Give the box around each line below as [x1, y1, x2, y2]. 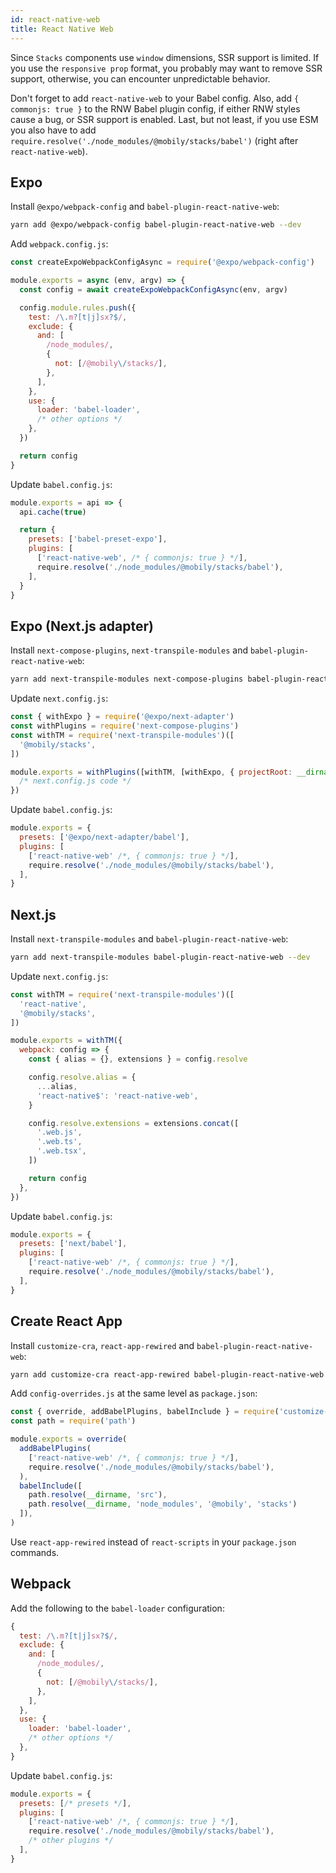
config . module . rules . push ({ [19, 302, 137, 313]
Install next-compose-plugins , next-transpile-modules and [10, 644, 248, 656]
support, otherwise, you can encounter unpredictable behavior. [10, 72, 271, 85]
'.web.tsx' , [36, 1146, 87, 1156]
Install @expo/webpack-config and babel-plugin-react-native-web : [10, 201, 280, 213]
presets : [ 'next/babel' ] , [19, 1239, 128, 1249]
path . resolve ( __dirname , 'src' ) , [28, 1490, 168, 1500]
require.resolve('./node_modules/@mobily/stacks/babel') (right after [10, 134, 299, 146]
